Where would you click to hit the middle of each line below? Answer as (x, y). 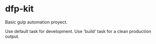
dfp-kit (19, 9)
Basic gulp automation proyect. (36, 22)
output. (12, 36)
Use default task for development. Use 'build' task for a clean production (78, 31)
